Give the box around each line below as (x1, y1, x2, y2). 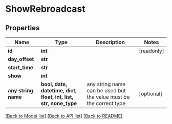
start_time (8, 64, 33, 71)
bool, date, (40, 80, 68, 88)
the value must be (87, 93, 130, 100)
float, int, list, (40, 93, 74, 100)
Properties (5, 24, 40, 32)
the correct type (87, 100, 126, 107)
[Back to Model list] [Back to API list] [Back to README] (5, 113, 123, 119)
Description (95, 39, 125, 46)
